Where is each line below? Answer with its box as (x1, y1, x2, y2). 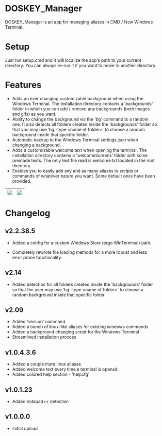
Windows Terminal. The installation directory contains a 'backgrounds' (12, 101, 153, 106)
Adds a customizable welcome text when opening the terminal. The (12, 147, 147, 153)
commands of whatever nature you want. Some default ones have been (12, 173, 155, 179)
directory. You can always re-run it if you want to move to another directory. (5, 62, 157, 68)
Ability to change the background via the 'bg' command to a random (12, 116, 149, 122)
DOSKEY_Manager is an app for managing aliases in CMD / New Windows (5, 19, 153, 25)
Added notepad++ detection (12, 399, 69, 404)
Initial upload (12, 425, 38, 431)
